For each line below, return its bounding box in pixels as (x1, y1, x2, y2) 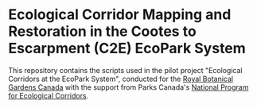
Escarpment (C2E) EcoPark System (8, 40, 247, 57)
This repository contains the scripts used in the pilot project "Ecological (8, 65, 243, 75)
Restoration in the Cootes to (8, 22, 197, 40)
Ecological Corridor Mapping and (8, 6, 232, 24)
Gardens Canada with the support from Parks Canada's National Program (8, 82, 249, 92)
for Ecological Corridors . (8, 91, 89, 100)
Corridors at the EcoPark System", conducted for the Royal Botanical (8, 74, 233, 83)
